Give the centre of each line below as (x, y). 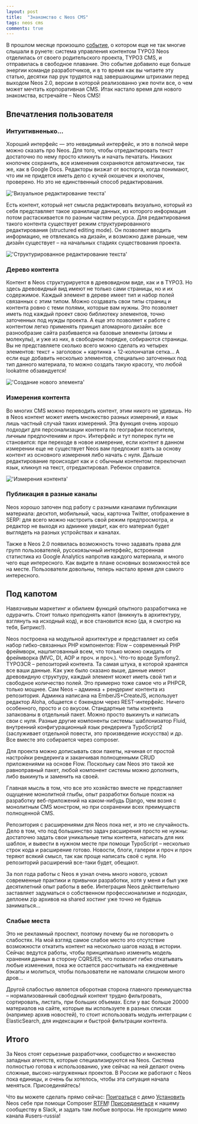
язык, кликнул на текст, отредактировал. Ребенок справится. (84, 467)
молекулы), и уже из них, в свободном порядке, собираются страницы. (97, 339)
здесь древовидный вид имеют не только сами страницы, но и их (90, 289)
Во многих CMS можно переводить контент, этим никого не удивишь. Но (99, 411)
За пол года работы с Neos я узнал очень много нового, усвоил (87, 874)
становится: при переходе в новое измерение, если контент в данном (95, 442)
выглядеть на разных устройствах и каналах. (64, 532)
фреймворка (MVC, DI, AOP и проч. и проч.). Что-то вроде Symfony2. (93, 658)
